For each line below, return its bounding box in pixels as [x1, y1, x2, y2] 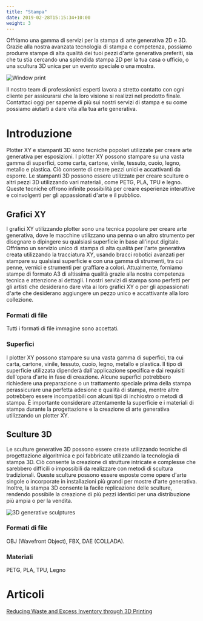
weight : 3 [6, 20, 32, 26]
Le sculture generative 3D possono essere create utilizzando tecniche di [6, 445, 187, 453]
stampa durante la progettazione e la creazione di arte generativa [6, 405, 170, 413]
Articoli [6, 588, 44, 602]
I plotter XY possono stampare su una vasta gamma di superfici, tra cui [6, 354, 184, 361]
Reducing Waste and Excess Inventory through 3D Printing [6, 608, 153, 615]
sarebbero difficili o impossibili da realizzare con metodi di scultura [6, 465, 173, 472]
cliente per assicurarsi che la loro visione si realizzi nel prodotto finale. [6, 92, 182, 100]
